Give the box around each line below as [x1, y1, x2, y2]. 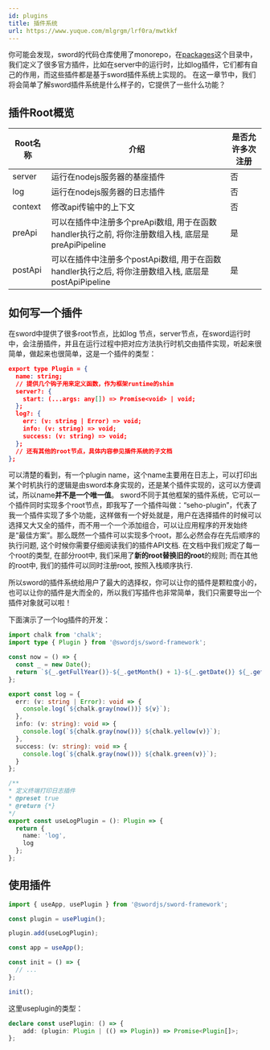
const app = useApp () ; [8, 944, 84, 952]
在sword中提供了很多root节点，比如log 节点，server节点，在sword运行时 [8, 329, 251, 338]
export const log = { [8, 690, 81, 698]
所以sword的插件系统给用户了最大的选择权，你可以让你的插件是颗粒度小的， [8, 578, 261, 587]
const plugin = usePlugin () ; [8, 915, 106, 923]
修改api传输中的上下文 [51, 202, 135, 213]
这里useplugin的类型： [8, 1003, 84, 1013]
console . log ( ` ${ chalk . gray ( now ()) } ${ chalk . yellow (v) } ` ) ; [22, 727, 221, 735]
